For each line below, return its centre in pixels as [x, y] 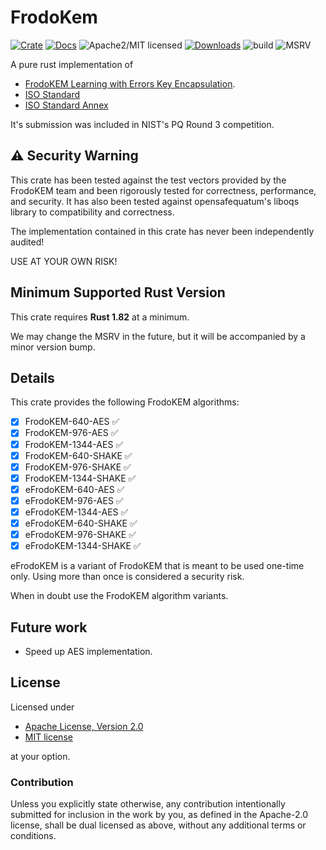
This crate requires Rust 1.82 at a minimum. [100, 317]
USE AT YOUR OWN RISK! [64, 261]
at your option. [40, 756]
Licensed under [42, 707]
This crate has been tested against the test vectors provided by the [148, 180]
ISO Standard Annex [66, 105]
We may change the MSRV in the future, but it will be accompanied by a [158, 336]
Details [32, 377]
